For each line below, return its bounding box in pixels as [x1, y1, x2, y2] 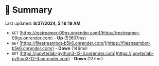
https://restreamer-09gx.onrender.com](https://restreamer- [21, 30, 141, 35]
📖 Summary [4, 4, 53, 16]
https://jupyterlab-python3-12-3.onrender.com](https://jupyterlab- [21, 50, 154, 56]
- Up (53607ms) [53, 35, 86, 41]
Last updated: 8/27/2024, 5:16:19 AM [4, 20, 81, 26]
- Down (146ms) [55, 45, 88, 51]
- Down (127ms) [71, 55, 103, 61]
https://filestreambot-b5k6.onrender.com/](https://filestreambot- [21, 40, 151, 46]
